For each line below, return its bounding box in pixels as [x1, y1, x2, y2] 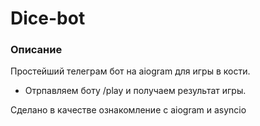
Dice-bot [10, 7, 86, 30]
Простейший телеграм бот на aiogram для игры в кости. [10, 65, 251, 77]
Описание [10, 43, 63, 57]
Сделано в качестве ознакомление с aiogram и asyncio [10, 104, 247, 116]
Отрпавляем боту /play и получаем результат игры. [24, 85, 247, 97]
